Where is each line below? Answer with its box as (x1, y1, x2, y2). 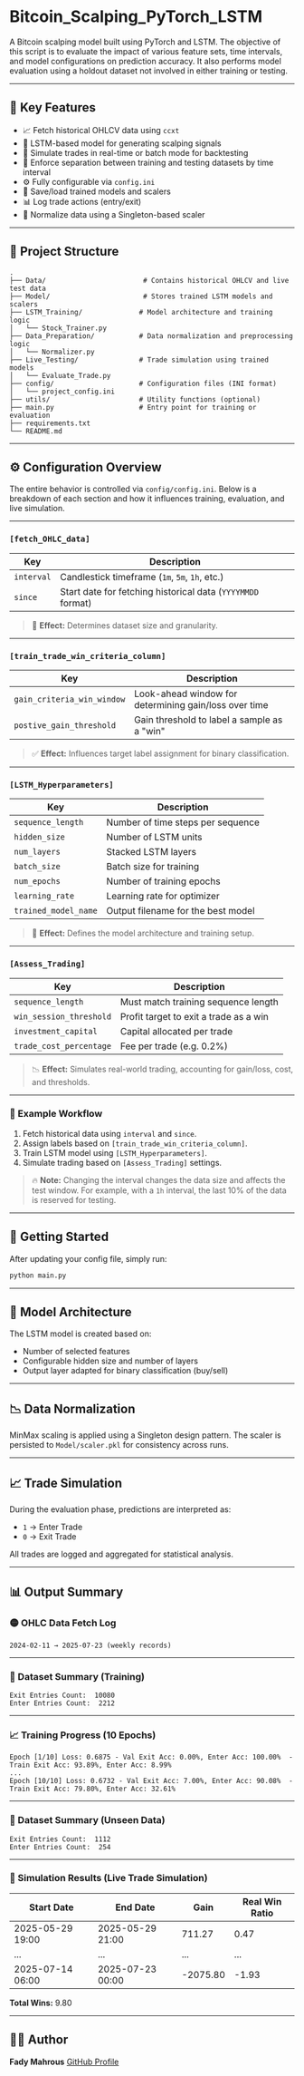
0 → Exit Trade (22, 1530, 77, 1542)
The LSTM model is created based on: (9, 1328, 152, 1339)
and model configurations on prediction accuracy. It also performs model (9, 55, 282, 66)
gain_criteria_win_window (14, 694, 126, 704)
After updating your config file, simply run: (9, 1253, 167, 1264)
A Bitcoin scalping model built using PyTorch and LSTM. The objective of (9, 36, 281, 47)
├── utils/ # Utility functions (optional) (9, 394, 261, 404)
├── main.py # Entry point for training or (9, 403, 257, 412)
